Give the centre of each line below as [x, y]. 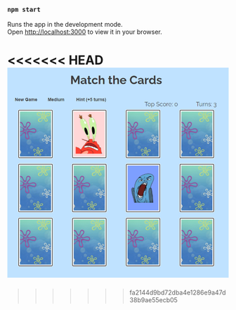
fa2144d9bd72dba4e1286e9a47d [178, 292]
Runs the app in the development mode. [65, 25]
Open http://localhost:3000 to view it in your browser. [85, 32]
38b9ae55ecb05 [153, 300]
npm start [24, 9]
